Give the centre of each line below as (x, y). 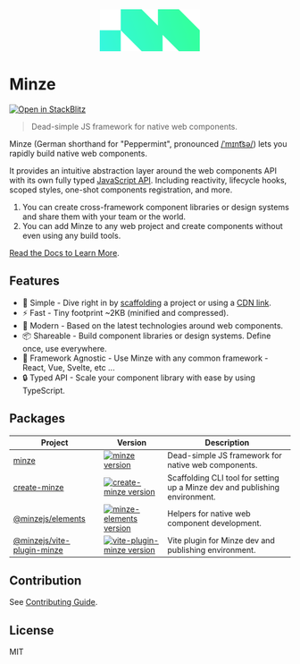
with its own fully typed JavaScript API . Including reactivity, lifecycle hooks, (148, 180)
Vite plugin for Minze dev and (221, 541)
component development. (214, 524)
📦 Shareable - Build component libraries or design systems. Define (146, 336)
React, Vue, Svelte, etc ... (68, 367)
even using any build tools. (71, 235)
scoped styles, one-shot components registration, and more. (121, 190)
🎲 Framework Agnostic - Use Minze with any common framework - (145, 358)
